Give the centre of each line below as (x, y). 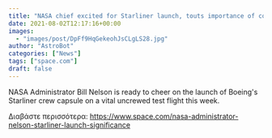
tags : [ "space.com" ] (43, 62)
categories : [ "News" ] (45, 54)
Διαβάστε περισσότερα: (48, 116)
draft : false (30, 69)
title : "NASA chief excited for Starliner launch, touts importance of (132, 16)
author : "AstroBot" (41, 46)
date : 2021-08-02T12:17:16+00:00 (65, 24)
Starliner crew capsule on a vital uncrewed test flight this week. (114, 100)
